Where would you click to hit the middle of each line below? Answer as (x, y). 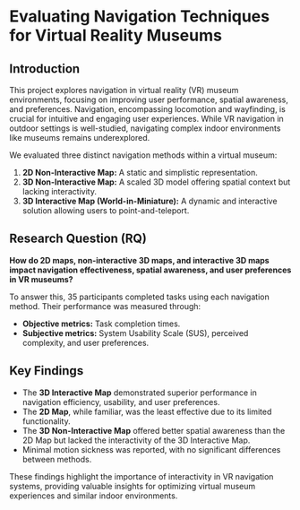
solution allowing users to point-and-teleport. (106, 211)
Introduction (45, 69)
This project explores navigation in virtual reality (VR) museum (124, 90)
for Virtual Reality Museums (116, 35)
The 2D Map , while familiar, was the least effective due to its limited (147, 411)
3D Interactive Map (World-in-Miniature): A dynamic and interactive (150, 201)
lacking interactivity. (59, 191)
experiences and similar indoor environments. (94, 496)
